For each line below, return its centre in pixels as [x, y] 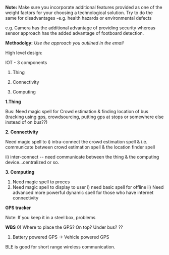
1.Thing [13, 101]
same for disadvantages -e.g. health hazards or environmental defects [78, 18]
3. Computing [20, 172]
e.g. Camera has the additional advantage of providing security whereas [80, 28]
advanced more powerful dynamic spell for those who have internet [83, 192]
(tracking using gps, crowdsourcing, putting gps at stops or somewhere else [84, 117]
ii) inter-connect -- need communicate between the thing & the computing [82, 157]
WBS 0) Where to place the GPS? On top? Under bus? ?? [64, 227]
